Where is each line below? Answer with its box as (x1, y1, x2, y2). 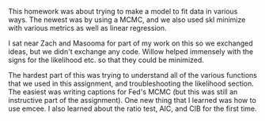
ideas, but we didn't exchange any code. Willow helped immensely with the (8, 47, 254, 56)
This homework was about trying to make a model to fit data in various (8, 7, 238, 16)
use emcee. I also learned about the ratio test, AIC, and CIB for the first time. (8, 104, 257, 113)
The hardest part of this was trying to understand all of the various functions (8, 71, 257, 79)
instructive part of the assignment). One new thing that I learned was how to (8, 96, 257, 104)
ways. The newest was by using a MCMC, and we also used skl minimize (8, 15, 246, 24)
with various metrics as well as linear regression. (8, 24, 167, 32)
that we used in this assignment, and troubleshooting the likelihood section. (8, 79, 255, 88)
